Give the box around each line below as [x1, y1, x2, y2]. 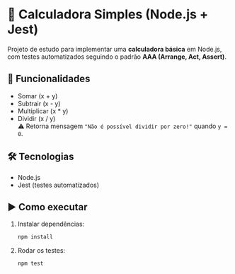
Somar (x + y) [17, 91, 58, 100]
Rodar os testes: [17, 246, 66, 255]
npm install [17, 234, 53, 241]
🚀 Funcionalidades [7, 73, 91, 85]
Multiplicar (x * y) [17, 106, 69, 115]
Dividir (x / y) [17, 114, 56, 122]
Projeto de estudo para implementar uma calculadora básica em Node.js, [7, 45, 222, 53]
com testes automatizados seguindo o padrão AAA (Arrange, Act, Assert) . [7, 52, 227, 61]
